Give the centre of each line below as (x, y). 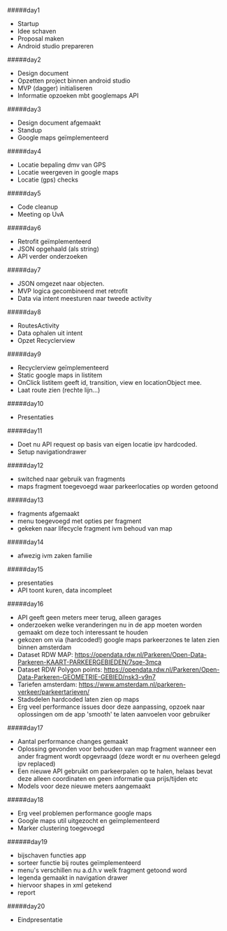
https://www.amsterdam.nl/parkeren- (132, 684)
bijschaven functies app (52, 855)
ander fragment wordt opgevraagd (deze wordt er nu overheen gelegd (119, 756)
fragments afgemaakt (48, 514)
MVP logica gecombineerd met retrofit (72, 291)
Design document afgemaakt (59, 123)
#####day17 (25, 728)
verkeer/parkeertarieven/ (53, 692)
